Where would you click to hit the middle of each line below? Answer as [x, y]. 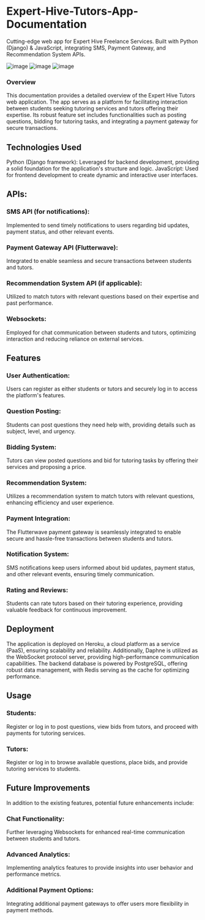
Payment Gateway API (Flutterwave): [62, 248]
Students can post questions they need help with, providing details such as [101, 425]
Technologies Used [44, 147]
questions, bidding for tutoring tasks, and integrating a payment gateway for [102, 121]
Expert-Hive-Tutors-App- [73, 11]
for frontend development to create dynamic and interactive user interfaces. [102, 175]
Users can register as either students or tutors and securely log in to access [102, 389]
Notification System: [38, 554]
